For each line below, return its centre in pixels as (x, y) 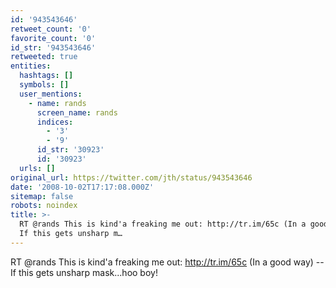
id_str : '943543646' (53, 47)
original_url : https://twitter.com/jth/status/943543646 (131, 177)
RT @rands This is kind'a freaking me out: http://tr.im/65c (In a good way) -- (167, 262)
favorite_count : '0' (53, 38)
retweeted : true (44, 57)
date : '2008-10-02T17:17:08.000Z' (82, 187)
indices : (55, 122)
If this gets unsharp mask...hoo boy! (84, 272)
